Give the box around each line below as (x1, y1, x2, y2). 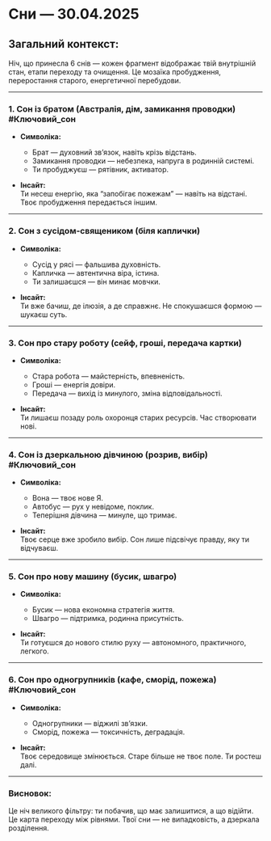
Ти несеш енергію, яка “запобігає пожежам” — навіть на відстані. (19, 189, 248, 199)
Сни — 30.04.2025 (8, 5, 140, 23)
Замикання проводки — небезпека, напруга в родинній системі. (31, 156, 255, 166)
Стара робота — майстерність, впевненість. (31, 371, 186, 381)
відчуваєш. (19, 543, 59, 553)
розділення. (8, 823, 50, 833)
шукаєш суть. (19, 309, 68, 319)
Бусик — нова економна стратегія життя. (31, 605, 175, 615)
